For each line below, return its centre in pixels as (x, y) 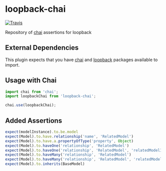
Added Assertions (34, 120)
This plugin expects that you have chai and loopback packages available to (82, 60)
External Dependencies (42, 48)
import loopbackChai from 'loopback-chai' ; (51, 96)
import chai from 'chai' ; (32, 92)
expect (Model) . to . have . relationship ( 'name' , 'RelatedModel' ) (69, 137)
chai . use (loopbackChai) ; (31, 105)
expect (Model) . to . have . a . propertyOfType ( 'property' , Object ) (69, 141)
